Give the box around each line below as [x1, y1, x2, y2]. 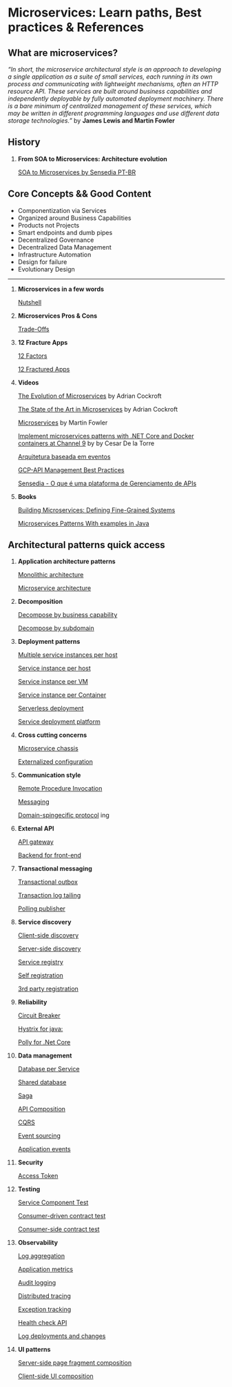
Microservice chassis [17, 745, 78, 753]
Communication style [17, 771, 81, 780]
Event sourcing [17, 1132, 61, 1140]
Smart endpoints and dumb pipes [17, 228, 113, 236]
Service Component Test [17, 1198, 89, 1207]
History [8, 136, 41, 148]
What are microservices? [8, 47, 118, 59]
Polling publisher [17, 904, 66, 913]
